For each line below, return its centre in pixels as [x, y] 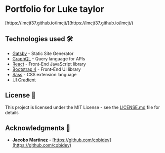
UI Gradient [24, 80]
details [12, 112]
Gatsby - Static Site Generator [43, 53]
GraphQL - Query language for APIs [49, 58]
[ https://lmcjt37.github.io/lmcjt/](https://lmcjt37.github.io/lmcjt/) [69, 23]
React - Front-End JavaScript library [49, 64]
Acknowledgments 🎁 [38, 128]
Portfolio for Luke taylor [55, 9]
